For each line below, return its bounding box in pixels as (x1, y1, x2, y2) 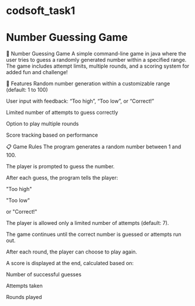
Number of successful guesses (6, 271, 82, 278)
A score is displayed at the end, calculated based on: (6, 260, 134, 267)
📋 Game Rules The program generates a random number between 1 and (6, 143, 182, 150)
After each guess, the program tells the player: (6, 174, 118, 182)
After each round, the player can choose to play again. (6, 248, 138, 255)
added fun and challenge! (6, 69, 69, 76)
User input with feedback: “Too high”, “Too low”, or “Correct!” (6, 98, 155, 105)
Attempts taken (6, 282, 43, 290)
